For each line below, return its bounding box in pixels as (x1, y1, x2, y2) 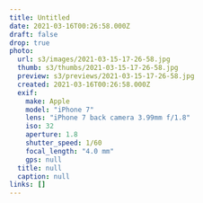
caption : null (17, 172, 70, 181)
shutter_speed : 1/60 (25, 138, 102, 147)
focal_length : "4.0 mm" (25, 146, 115, 155)
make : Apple (25, 96, 70, 106)
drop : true (9, 38, 50, 48)
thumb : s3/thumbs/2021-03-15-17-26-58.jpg (17, 64, 179, 73)
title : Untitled (9, 13, 70, 22)
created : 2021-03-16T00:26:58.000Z (17, 80, 151, 89)
